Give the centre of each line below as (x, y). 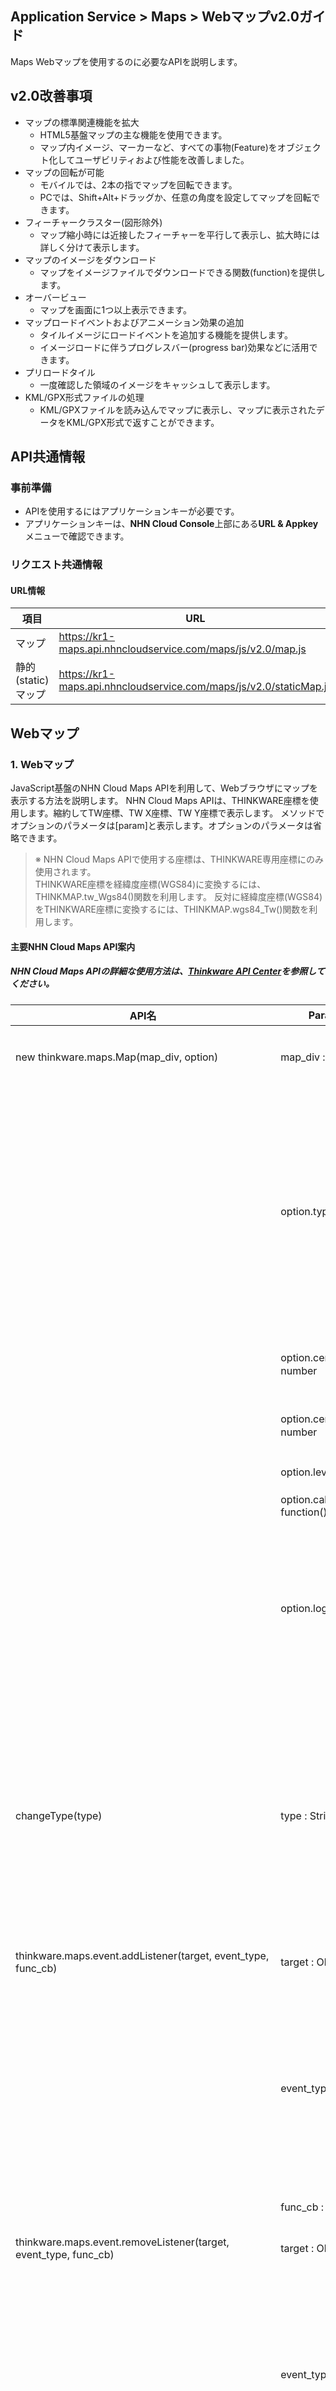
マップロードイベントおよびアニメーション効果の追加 (134, 322)
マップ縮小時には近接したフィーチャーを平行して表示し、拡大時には (179, 234)
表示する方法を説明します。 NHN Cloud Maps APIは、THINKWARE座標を (160, 801)
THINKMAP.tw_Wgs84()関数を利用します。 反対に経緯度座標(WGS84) (178, 897)
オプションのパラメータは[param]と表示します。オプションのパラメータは (161, 826)
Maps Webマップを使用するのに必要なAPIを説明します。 (126, 61)
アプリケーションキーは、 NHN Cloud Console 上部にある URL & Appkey (171, 524)
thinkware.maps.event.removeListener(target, (122, 2242)
